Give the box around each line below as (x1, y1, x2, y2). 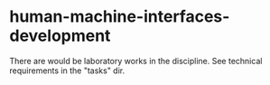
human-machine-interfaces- (9, 6, 230, 27)
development (9, 25, 111, 46)
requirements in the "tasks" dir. (9, 65, 126, 76)
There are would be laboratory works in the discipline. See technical (9, 55, 263, 66)
